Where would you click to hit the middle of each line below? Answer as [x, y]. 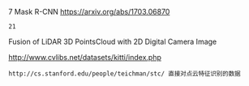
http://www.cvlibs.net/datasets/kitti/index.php [85, 57]
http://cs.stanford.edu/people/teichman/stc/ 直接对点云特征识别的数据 [124, 74]
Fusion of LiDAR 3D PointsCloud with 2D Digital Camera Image [113, 41]
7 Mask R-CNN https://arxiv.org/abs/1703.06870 [89, 12]
